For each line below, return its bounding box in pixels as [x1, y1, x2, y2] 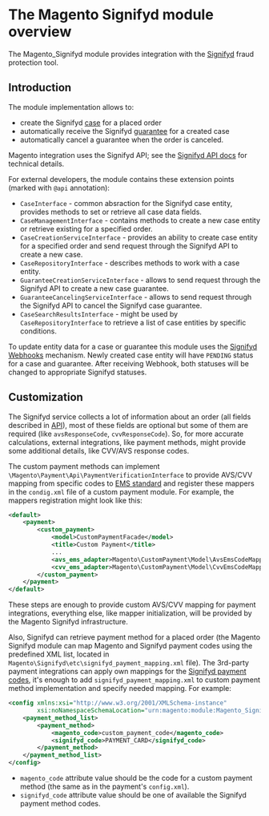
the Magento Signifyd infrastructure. [8, 617, 128, 627]
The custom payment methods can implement [8, 461, 160, 471]
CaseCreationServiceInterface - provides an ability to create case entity [19, 232, 259, 242]
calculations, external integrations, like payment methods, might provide [8, 437, 247, 446]
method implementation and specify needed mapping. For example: [8, 684, 232, 693]
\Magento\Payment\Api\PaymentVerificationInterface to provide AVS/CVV [8, 470, 253, 479]
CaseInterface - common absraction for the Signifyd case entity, [19, 198, 233, 208]
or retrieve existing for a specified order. [19, 224, 154, 233]
